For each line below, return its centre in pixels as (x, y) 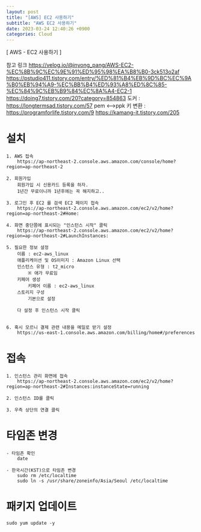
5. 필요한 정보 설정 (28, 248)
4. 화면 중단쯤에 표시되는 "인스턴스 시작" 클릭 (57, 226)
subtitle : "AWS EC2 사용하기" (42, 23)
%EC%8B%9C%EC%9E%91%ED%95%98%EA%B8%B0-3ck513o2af (93, 72)
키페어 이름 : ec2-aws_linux (61, 286)
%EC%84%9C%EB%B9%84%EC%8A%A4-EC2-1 (69, 91)
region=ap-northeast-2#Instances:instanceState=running (78, 387)
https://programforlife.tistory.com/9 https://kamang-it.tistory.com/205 (93, 113)
